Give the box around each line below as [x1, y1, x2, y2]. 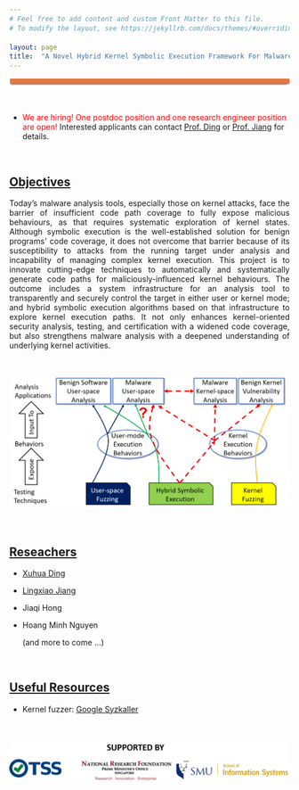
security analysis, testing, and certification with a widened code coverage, [9, 321, 290, 332]
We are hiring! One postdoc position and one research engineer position [21, 112, 287, 123]
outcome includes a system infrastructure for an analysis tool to [9, 284, 290, 294]
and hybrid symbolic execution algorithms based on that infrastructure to [9, 302, 290, 313]
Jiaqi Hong [21, 602, 62, 613]
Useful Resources [9, 680, 110, 695]
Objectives [9, 174, 71, 189]
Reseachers [9, 544, 77, 559]
